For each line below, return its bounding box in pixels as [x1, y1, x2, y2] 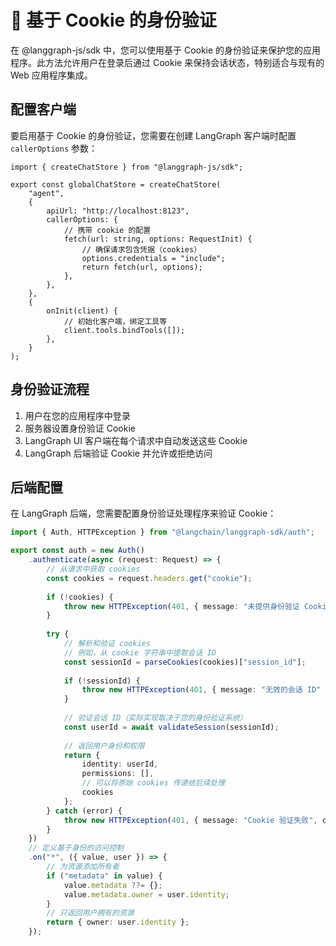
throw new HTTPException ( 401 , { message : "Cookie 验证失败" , [63, 815, 318, 825]
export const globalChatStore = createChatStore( [10, 179, 222, 190]
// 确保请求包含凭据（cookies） [81, 244, 202, 255]
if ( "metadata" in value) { [46, 871, 163, 881]
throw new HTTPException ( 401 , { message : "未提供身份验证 [63, 601, 300, 611]
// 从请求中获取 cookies [46, 564, 141, 574]
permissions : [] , [81, 769, 155, 779]
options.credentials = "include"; [81, 253, 226, 263]
